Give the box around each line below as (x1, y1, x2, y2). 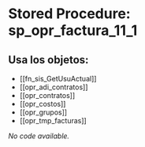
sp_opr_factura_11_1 (8, 21, 138, 40)
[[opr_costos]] (19, 100, 66, 108)
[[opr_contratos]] (19, 91, 76, 100)
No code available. (8, 131, 69, 141)
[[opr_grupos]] (19, 107, 68, 117)
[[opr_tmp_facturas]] (19, 116, 87, 125)
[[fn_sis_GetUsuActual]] (19, 74, 97, 83)
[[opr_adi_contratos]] (19, 82, 88, 92)
